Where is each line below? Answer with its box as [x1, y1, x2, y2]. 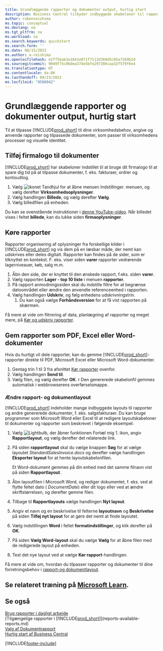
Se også [5, 597, 30, 606]
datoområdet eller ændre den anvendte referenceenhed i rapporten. [12, 287, 148, 293]
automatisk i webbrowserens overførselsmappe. [12, 382, 109, 388]
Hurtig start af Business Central [5, 631, 68, 637]
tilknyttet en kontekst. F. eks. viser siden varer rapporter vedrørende [5, 257, 142, 263]
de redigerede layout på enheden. [12, 542, 80, 548]
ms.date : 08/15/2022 [5, 48, 47, 53]
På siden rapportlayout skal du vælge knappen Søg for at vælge [12, 445, 142, 450]
